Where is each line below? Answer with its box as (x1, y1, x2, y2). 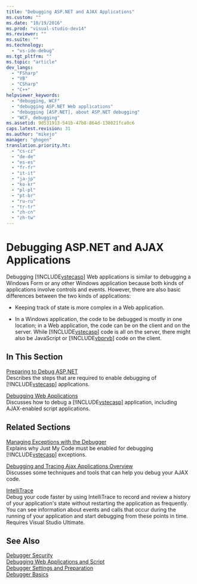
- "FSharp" (11, 70, 39, 76)
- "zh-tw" (11, 215, 36, 221)
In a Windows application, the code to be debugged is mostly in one (14, 315, 182, 322)
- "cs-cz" (11, 148, 36, 154)
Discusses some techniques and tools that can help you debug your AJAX (6, 468, 189, 476)
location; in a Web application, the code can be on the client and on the (14, 322, 190, 329)
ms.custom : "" (6, 14, 42, 20)
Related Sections (6, 422, 70, 432)
